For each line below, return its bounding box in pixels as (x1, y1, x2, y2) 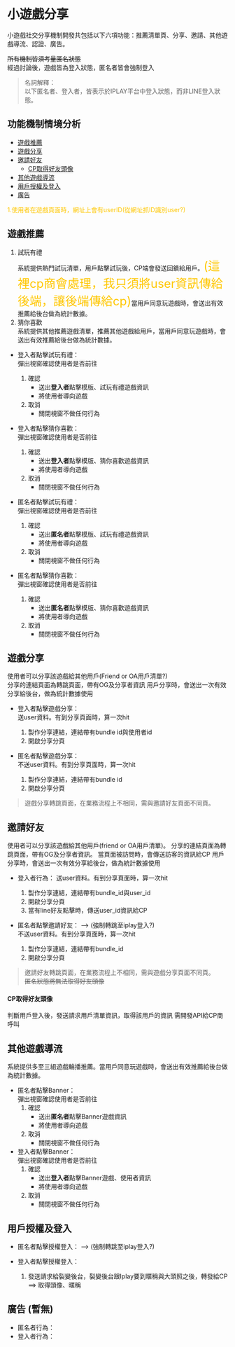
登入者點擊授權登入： (17, 1257, 79, 1266)
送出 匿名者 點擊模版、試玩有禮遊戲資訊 (38, 530, 149, 538)
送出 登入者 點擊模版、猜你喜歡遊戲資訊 (38, 456, 149, 464)
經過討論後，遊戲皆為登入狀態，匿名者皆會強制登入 (7, 63, 155, 71)
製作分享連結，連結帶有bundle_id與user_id (27, 889, 151, 897)
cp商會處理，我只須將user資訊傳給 (29, 276, 224, 291)
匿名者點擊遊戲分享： (17, 752, 79, 760)
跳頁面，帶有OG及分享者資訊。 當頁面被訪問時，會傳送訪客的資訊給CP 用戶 (7, 850, 225, 859)
